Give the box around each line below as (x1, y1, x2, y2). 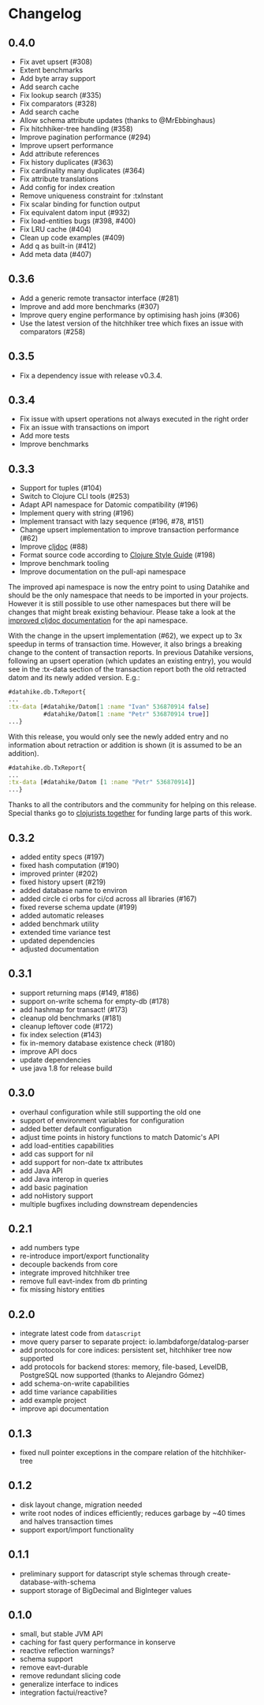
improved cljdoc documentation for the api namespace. (8, 616, 188, 625)
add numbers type (19, 1243, 80, 1253)
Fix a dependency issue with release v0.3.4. (19, 370, 163, 380)
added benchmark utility (19, 919, 99, 929)
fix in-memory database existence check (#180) (19, 1038, 176, 1048)
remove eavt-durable (19, 1662, 88, 1672)
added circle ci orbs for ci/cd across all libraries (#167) (19, 894, 197, 903)
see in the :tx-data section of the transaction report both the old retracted (8, 665, 247, 674)
